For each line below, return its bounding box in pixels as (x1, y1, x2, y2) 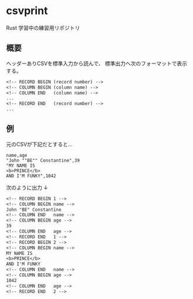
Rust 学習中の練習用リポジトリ (6, 24, 80, 31)
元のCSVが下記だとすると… (6, 140, 73, 147)
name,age (6, 152, 28, 158)
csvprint (6, 4, 48, 18)
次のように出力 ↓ (6, 184, 48, 191)
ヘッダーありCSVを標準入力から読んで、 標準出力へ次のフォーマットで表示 (6, 60, 188, 67)
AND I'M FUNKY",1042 (6, 173, 57, 179)
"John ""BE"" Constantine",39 (6, 157, 80, 163)
